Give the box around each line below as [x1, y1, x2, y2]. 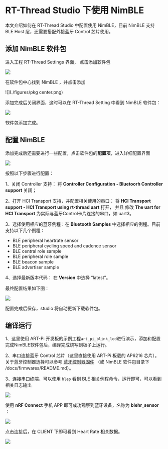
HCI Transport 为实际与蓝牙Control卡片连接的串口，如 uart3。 [5, 210, 134, 216]
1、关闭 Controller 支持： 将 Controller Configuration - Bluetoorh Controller [5, 181, 163, 187]
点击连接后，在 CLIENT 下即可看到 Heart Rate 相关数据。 [5, 428, 123, 435]
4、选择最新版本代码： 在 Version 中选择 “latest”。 [5, 275, 111, 281]
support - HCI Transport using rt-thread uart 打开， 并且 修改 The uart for [5, 204, 160, 210]
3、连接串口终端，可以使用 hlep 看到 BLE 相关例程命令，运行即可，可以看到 [5, 376, 162, 382]
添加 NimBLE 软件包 [5, 45, 67, 53]
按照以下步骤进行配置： [5, 170, 54, 176]
